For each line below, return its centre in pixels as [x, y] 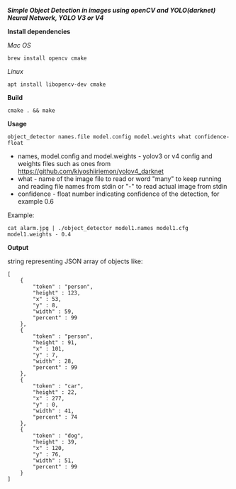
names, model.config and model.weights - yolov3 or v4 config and [115, 156]
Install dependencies [39, 32]
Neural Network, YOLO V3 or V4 [56, 18]
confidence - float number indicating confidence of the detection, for [118, 194]
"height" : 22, [55, 392]
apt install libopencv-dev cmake [57, 84]
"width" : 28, [54, 361]
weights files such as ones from [64, 164]
